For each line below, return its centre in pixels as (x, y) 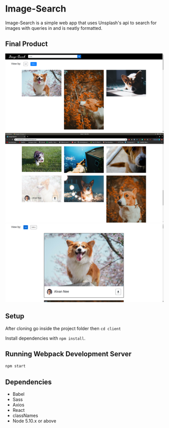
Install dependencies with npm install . (45, 338)
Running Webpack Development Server (68, 354)
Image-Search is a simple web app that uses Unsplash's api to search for (81, 23)
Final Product (26, 44)
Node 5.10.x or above (34, 421)
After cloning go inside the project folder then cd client (63, 328)
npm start (16, 366)
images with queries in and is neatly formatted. (54, 28)
